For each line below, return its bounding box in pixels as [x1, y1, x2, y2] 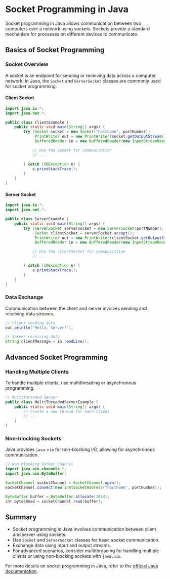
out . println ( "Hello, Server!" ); [5, 325, 73, 330]
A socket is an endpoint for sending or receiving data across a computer [5, 72, 156, 78]
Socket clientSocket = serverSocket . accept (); [34, 230, 135, 236]
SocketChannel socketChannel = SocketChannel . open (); [5, 480, 121, 485]
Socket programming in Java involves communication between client [12, 526, 156, 532]
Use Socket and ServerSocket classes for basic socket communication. [12, 537, 160, 543]
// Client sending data [5, 320, 56, 325]
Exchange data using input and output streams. [12, 543, 111, 549]
